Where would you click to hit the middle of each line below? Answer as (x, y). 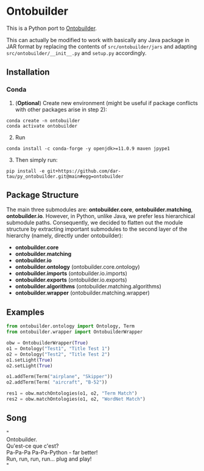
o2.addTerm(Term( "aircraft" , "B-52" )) (57, 382)
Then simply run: (36, 159)
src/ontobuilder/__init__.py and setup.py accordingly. (76, 53)
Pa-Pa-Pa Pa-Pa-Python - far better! (52, 452)
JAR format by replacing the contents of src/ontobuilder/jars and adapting (102, 46)
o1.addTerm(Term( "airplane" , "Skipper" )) (60, 377)
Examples (25, 312)
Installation (28, 72)
